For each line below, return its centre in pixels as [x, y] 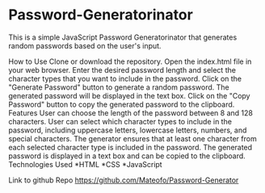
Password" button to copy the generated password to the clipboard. [122, 104]
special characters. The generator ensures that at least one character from [132, 138]
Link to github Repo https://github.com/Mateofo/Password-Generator [124, 180]
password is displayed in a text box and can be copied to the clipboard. [127, 156]
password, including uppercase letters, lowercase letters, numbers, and [128, 130]
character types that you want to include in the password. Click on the [125, 78]
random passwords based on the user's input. [85, 45]
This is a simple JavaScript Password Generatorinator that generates [123, 37]
